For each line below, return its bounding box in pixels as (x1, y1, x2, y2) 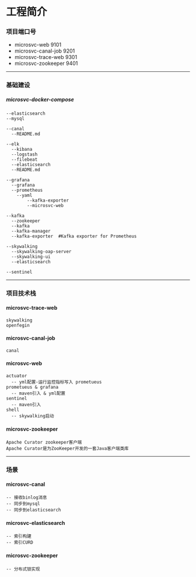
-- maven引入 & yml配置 (11, 390, 66, 396)
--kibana (11, 147, 33, 153)
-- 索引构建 (6, 533, 32, 540)
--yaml (16, 192, 33, 199)
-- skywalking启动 (11, 413, 54, 419)
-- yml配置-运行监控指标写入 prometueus (11, 379, 102, 385)
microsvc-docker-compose (6, 96, 75, 103)
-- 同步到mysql (6, 501, 40, 507)
